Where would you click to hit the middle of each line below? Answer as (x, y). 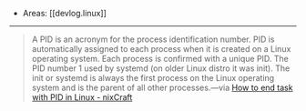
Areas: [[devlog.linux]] (65, 13)
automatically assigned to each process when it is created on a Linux (161, 49)
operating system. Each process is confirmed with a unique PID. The (160, 59)
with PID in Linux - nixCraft (82, 97)
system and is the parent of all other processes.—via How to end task (162, 87)
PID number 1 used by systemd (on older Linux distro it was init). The (161, 68)
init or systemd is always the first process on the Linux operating (153, 78)
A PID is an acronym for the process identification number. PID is (153, 39)
